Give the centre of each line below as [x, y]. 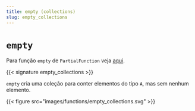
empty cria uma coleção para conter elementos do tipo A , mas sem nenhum [97, 84]
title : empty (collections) [41, 12]
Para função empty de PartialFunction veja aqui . [65, 61]
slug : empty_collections [37, 17]
